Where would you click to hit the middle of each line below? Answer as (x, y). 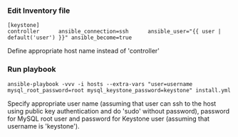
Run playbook (32, 70)
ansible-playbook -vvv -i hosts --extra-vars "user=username (100, 84)
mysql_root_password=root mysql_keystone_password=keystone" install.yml (119, 90)
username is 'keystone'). (43, 126)
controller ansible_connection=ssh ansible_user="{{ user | (114, 32)
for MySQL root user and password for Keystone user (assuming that (109, 119)
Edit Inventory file (39, 11)
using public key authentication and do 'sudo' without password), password (119, 111)
